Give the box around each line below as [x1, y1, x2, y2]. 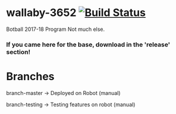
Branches [6, 70, 55, 83]
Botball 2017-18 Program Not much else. [6, 26, 105, 33]
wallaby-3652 [6, 6, 77, 20]
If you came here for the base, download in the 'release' [6, 40, 171, 49]
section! [6, 47, 31, 56]
